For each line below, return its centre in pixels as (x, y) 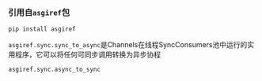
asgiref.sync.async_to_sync (55, 70)
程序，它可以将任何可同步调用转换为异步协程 (87, 55)
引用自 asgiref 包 (39, 12)
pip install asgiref (42, 29)
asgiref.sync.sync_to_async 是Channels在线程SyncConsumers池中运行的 (128, 45)
